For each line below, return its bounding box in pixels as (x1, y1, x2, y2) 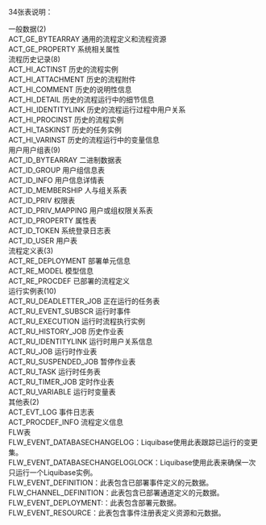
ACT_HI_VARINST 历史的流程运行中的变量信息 (8, 135, 160, 144)
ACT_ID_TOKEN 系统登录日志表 (8, 226, 111, 235)
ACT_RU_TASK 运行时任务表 (8, 367, 101, 377)
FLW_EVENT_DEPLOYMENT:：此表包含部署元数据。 (8, 498, 181, 507)
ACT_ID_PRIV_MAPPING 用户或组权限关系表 (8, 206, 153, 215)
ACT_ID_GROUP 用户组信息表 (8, 165, 106, 175)
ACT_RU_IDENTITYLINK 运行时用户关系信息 (8, 337, 153, 346)
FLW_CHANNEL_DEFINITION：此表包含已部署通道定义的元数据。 (8, 488, 224, 498)
